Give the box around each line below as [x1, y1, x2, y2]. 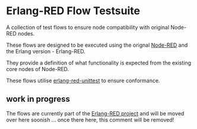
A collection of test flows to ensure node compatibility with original [6, 24, 170, 31]
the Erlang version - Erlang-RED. [6, 47, 86, 54]
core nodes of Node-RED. [6, 65, 69, 72]
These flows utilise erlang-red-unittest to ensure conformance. [6, 77, 160, 84]
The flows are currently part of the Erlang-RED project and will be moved [6, 109, 185, 117]
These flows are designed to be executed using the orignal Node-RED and [6, 41, 188, 49]
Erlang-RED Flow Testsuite [6, 4, 141, 18]
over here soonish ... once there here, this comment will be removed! [6, 116, 174, 123]
